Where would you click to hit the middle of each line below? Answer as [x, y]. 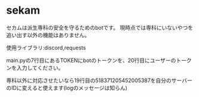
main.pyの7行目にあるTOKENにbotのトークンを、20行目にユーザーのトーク [99, 60]
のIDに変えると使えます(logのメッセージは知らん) [67, 87]
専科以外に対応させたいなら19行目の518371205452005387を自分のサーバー [99, 80]
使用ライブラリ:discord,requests [46, 48]
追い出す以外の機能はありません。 [48, 35]
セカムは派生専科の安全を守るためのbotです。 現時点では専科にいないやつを [100, 27]
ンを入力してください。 [35, 68]
